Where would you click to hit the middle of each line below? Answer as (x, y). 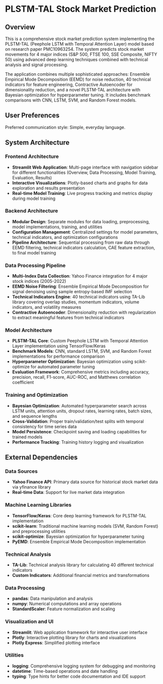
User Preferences (32, 116)
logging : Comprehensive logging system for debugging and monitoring (84, 666)
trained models (27, 437)
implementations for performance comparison (58, 356)
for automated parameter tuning (63, 367)
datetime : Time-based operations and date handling (65, 671)
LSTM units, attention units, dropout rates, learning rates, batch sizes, (82, 411)
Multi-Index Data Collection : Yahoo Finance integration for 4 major (80, 276)
